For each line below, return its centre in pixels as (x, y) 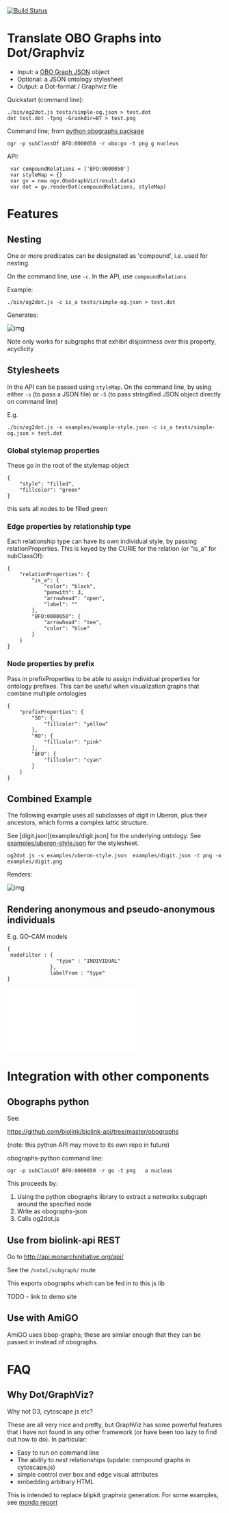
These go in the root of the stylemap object (68, 466)
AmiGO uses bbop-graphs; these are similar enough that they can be (104, 1335)
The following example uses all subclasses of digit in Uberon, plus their (107, 815)
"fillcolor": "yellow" (76, 724)
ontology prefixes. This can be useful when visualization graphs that (103, 686)
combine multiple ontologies (47, 693)
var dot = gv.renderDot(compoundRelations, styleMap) (88, 187)
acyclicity (21, 348)
